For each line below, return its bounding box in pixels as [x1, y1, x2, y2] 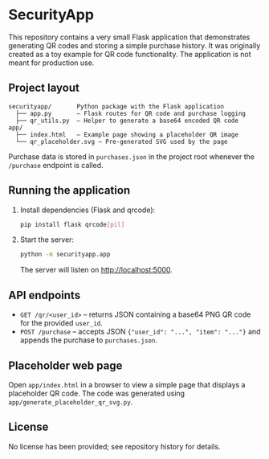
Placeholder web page [8, 359, 123, 372]
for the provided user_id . [19, 318, 103, 328]
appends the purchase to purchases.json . [19, 335, 158, 345]
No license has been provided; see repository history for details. [8, 441, 221, 451]
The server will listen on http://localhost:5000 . [19, 265, 173, 275]
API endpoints [8, 288, 81, 302]
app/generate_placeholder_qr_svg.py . [8, 396, 133, 407]
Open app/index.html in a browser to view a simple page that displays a [8, 379, 246, 389]
